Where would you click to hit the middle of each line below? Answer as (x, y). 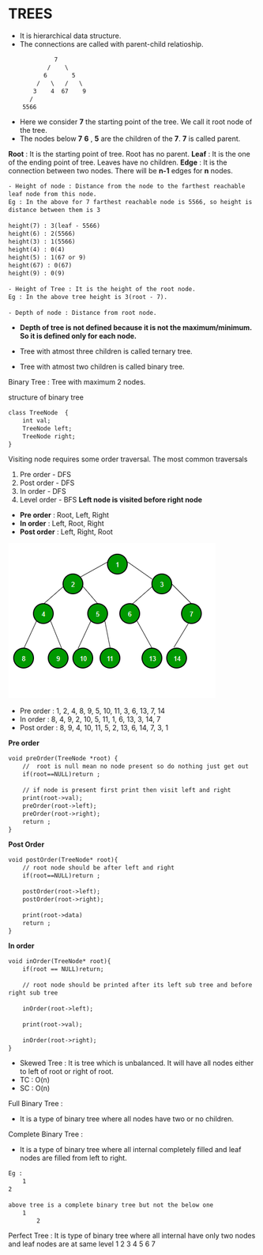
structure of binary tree (46, 397)
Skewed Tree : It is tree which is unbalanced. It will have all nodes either (137, 1063)
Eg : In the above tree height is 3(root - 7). (88, 297)
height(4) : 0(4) (37, 249)
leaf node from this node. (53, 194)
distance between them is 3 (54, 210)
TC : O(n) (34, 1079)
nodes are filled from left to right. (73, 1158)
